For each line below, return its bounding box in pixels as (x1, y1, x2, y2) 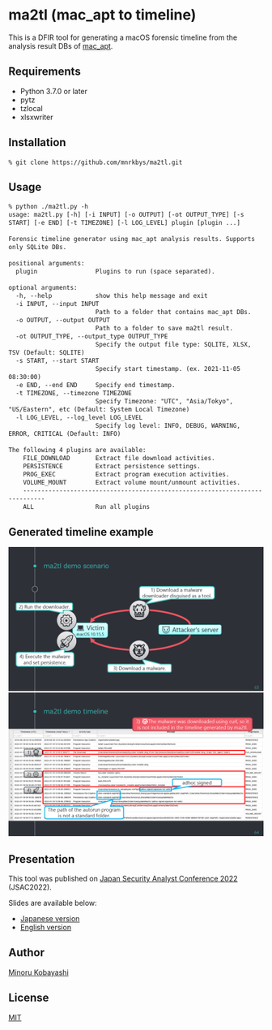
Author (8, 946, 45, 959)
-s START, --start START (15, 357, 100, 365)
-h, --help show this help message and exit (15, 292, 208, 300)
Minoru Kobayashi (8, 968, 69, 977)
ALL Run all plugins (23, 503, 151, 511)
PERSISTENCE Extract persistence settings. (23, 463, 201, 471)
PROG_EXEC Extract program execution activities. (23, 471, 230, 479)
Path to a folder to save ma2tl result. (95, 325, 233, 333)
